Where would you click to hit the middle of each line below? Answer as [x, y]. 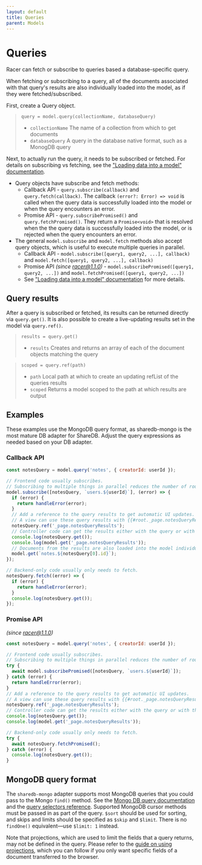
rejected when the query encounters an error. [80, 234]
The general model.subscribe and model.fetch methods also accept [98, 241]
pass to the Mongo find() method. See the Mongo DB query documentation [101, 800]
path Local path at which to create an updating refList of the [104, 377]
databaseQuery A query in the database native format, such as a [109, 141]
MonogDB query [50, 147]
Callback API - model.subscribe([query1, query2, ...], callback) [107, 254]
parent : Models [25, 23]
